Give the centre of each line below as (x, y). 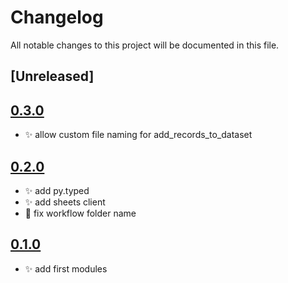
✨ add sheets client (65, 202)
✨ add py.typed (57, 190)
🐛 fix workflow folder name (80, 213)
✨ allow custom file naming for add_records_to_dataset (138, 135)
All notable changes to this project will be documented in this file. (145, 45)
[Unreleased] (52, 76)
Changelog (57, 17)
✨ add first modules (66, 268)
